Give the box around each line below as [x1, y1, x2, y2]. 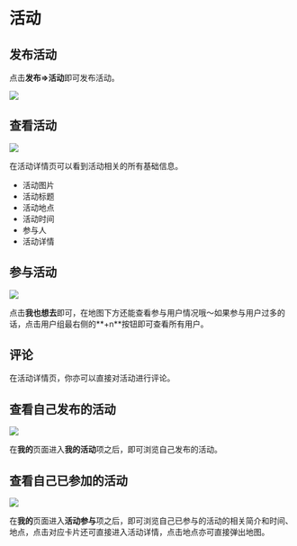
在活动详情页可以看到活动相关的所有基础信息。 [9, 160, 183, 171]
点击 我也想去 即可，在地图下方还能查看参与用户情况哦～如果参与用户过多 [9, 307, 277, 318]
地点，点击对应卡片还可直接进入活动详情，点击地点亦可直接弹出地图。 [9, 527, 270, 538]
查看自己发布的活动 [9, 401, 116, 416]
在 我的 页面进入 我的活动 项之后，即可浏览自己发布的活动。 [9, 444, 222, 455]
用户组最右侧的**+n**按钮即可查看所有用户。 [40, 318, 209, 329]
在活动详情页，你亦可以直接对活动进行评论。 [9, 372, 175, 383]
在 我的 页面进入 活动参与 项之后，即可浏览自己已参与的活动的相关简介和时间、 [9, 515, 293, 526]
